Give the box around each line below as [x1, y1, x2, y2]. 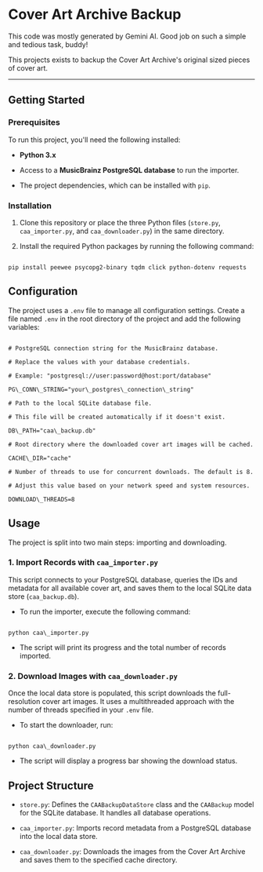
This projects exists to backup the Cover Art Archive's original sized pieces [8, 55, 250, 64]
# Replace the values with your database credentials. [8, 358, 191, 366]
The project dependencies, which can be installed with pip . [19, 181, 211, 190]
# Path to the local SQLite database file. [8, 399, 153, 407]
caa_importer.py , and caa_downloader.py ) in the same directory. [19, 226, 225, 235]
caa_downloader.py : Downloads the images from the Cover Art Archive [19, 846, 246, 856]
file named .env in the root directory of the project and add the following [8, 314, 241, 323]
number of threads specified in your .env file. [8, 705, 154, 715]
